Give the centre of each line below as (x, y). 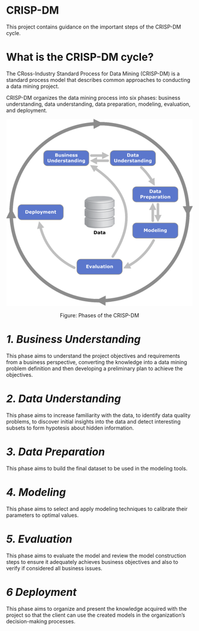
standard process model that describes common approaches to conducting (98, 80)
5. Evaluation (39, 539)
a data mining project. (33, 86)
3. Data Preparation (56, 452)
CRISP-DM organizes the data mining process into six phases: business (93, 97)
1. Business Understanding (73, 340)
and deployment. (27, 110)
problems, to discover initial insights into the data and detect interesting (93, 421)
